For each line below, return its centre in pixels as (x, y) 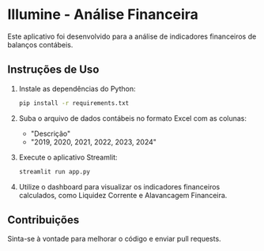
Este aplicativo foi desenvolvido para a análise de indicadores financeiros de (132, 36)
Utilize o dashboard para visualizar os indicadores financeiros (119, 186)
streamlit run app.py (54, 171)
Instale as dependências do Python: (77, 88)
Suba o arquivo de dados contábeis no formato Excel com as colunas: (132, 118)
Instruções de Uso (53, 70)
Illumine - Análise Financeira (103, 15)
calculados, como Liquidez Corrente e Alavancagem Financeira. (123, 195)
